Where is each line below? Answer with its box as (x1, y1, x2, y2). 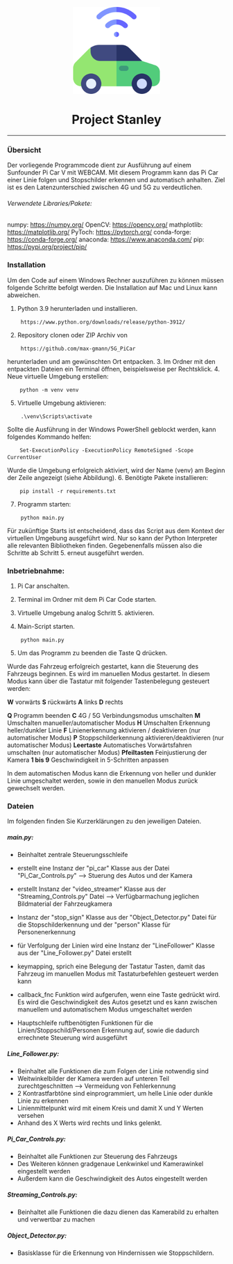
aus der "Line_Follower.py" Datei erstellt (17, 949, 132, 957)
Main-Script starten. (17, 623, 75, 631)
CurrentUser (7, 454, 42, 461)
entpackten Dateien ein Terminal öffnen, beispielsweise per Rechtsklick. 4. (7, 365, 221, 373)
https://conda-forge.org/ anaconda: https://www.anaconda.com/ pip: (7, 235, 205, 243)
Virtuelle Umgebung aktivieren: (17, 399, 106, 407)
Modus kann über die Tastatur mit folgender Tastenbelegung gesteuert (7, 677, 210, 685)
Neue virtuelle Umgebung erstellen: (7, 372, 109, 381)
